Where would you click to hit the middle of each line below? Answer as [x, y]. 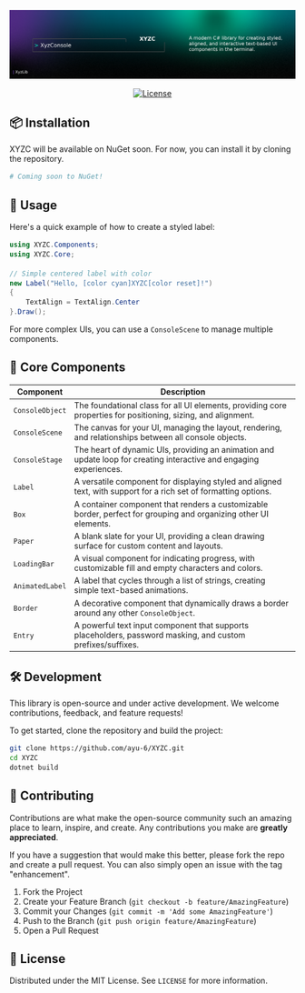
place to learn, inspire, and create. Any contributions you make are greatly [149, 827]
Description [183, 392]
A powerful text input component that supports [162, 625]
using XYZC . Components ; [54, 245]
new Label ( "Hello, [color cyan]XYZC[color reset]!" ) [111, 283]
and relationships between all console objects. [160, 436]
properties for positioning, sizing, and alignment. [164, 415]
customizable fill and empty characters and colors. [168, 568]
